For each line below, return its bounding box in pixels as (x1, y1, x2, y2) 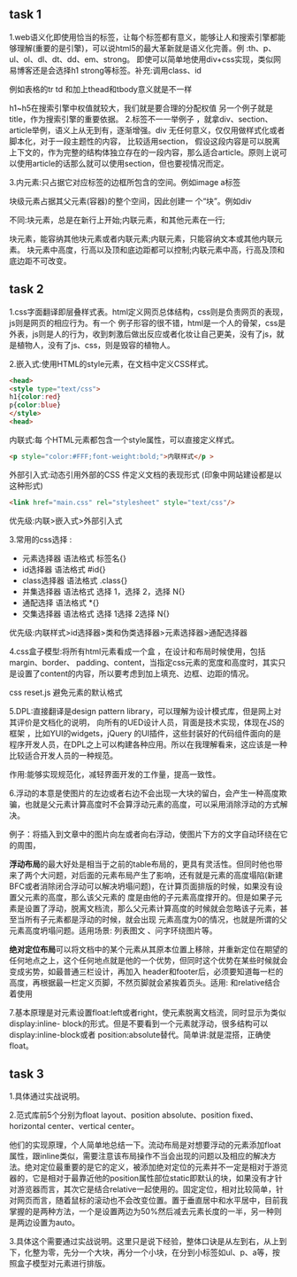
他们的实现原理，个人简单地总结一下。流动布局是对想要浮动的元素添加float (9, 1140, 281, 1150)
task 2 (9, 282, 44, 297)
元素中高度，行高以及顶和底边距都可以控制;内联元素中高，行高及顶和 (34, 244, 286, 255)
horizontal (9, 1121, 46, 1132)
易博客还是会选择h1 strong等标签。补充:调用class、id (9, 65, 202, 75)
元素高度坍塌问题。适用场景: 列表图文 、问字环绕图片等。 (9, 925, 217, 936)
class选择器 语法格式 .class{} (21, 575, 128, 586)
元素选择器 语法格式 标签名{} (21, 553, 126, 564)
